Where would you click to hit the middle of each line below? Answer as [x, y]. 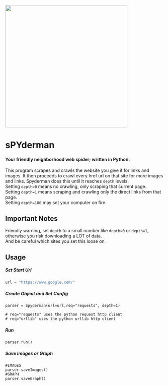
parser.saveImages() [27, 370]
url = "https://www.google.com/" [40, 282]
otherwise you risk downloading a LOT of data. [54, 236]
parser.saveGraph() [26, 379]
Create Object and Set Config [37, 294]
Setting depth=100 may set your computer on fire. [56, 203]
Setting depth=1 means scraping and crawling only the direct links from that [83, 192]
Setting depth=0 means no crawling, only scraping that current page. [76, 186]
